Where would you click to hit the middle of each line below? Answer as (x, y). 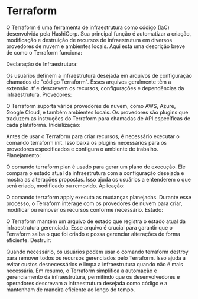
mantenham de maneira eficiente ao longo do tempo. (71, 290)
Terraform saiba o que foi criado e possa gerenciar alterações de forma (93, 234)
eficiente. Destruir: (29, 240)
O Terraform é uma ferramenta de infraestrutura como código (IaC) (88, 27)
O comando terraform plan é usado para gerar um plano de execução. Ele (96, 167)
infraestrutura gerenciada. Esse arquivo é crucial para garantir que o (90, 227)
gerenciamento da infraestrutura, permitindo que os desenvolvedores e (93, 276)
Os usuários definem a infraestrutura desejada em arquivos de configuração (99, 75)
